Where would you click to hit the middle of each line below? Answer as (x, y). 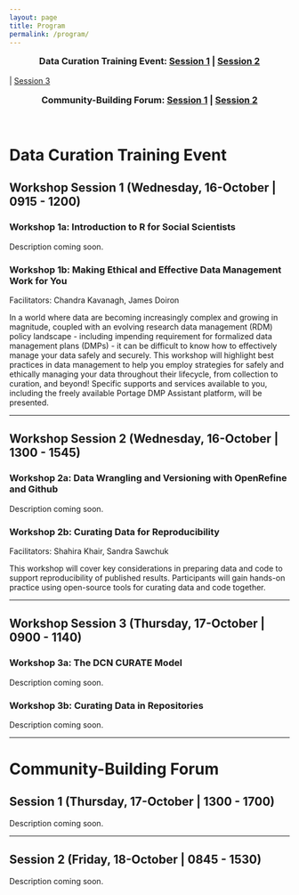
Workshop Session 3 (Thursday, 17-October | (137, 624)
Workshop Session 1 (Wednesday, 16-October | (143, 188)
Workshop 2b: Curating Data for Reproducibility (114, 532)
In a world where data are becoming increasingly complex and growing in (144, 317)
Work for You (38, 281)
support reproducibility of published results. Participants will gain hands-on (147, 578)
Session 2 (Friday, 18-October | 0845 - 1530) (136, 860)
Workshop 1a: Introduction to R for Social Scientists (122, 227)
